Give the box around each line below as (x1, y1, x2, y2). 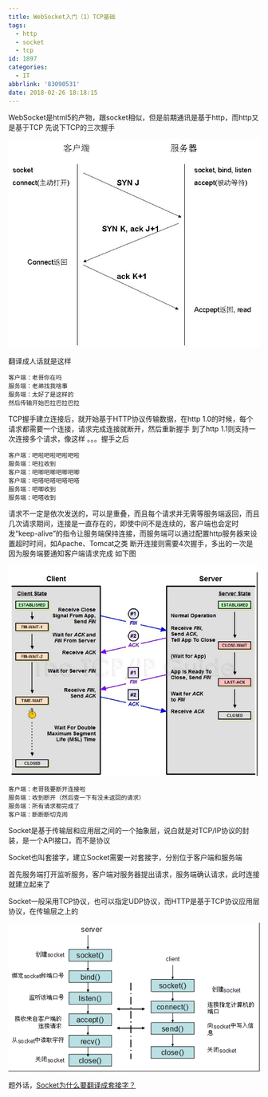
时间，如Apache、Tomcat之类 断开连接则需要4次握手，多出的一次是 (29, 539, 254, 548)
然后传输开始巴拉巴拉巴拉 (8, 399, 80, 407)
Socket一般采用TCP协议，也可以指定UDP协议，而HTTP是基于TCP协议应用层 (8, 897, 260, 906)
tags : (8, 21, 26, 29)
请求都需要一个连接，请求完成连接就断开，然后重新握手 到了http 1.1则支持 (8, 424, 250, 434)
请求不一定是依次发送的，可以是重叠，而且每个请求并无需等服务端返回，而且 (8, 509, 260, 518)
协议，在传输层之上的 (8, 906, 78, 916)
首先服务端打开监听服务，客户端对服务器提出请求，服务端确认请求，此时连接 (8, 870, 260, 879)
